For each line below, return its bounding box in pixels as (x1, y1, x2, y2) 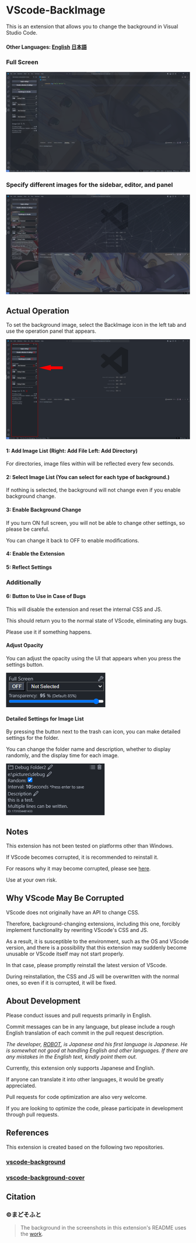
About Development (6, 996, 80, 1006)
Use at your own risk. (6, 876, 57, 883)
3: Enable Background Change (6, 506, 82, 513)
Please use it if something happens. (6, 628, 92, 636)
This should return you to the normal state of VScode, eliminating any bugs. (6, 617, 188, 624)
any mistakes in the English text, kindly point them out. (6, 1053, 137, 1060)
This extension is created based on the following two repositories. (6, 1143, 164, 1150)
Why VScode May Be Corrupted (6, 893, 124, 903)
